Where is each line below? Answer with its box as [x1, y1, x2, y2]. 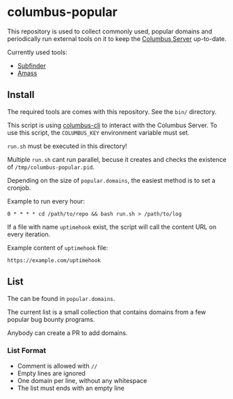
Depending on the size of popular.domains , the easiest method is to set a [7, 176, 216, 184]
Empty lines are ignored [17, 369, 86, 377]
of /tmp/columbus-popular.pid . [7, 163, 95, 171]
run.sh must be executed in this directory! [7, 142, 127, 150]
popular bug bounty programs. [7, 315, 95, 323]
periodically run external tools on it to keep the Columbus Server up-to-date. [7, 34, 227, 42]
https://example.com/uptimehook [7, 256, 101, 264]
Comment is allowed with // [17, 361, 98, 370]
